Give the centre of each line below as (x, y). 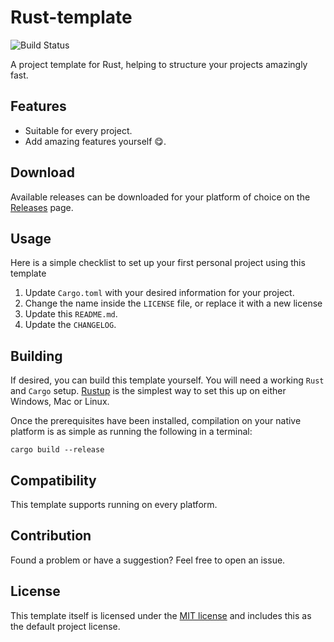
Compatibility (53, 480)
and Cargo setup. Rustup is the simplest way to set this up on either (148, 391)
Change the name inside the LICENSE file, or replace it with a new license (173, 303)
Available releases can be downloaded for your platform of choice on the (160, 197)
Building (36, 356)
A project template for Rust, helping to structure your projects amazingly (159, 64)
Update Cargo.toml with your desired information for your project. (159, 293)
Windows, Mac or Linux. (60, 402)
